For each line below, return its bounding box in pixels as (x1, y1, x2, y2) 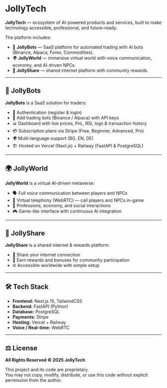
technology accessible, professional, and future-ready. (5, 24, 118, 30)
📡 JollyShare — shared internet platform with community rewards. (12, 67, 149, 73)
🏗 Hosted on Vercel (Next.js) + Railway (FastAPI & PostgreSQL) (12, 142, 144, 148)
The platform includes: (5, 34, 51, 40)
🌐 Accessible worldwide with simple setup (12, 262, 100, 268)
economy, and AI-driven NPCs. (12, 62, 76, 68)
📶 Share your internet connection (12, 252, 81, 258)
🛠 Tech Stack (5, 282, 49, 291)
